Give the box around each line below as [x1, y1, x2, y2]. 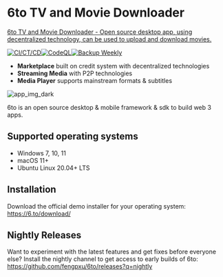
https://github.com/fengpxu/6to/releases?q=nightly [7, 262, 153, 271]
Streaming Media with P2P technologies [17, 69, 133, 77]
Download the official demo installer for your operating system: [7, 202, 186, 210]
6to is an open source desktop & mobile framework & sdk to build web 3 [7, 103, 212, 111]
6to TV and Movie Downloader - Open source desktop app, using [7, 28, 193, 36]
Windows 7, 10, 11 [17, 149, 67, 157]
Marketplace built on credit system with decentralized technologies [17, 61, 210, 70]
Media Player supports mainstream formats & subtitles [17, 76, 173, 84]
